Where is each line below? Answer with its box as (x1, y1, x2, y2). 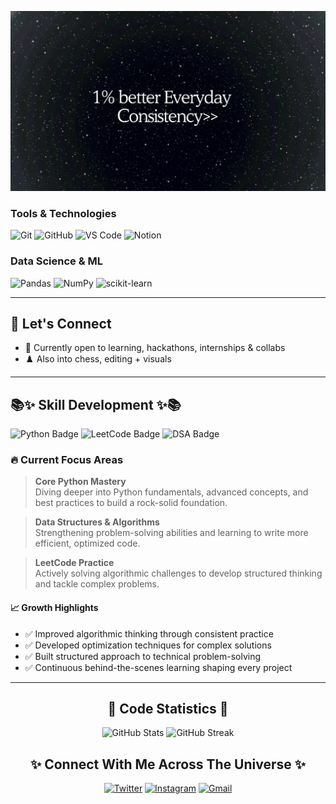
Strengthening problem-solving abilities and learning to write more (34, 527, 309, 539)
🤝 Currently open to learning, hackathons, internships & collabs (24, 342, 286, 354)
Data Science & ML (10, 254, 104, 268)
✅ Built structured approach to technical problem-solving (24, 650, 262, 662)
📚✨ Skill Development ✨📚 (10, 396, 182, 413)
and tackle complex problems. (34, 578, 160, 590)
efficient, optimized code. (34, 537, 141, 550)
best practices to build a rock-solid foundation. (34, 497, 228, 509)
